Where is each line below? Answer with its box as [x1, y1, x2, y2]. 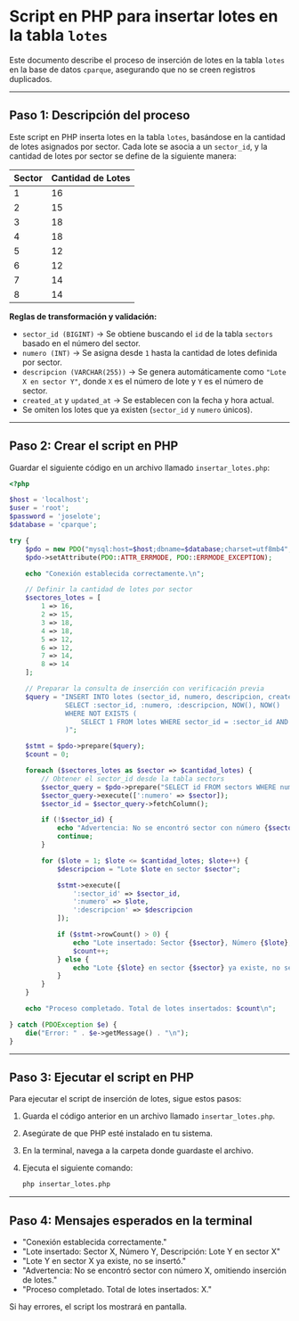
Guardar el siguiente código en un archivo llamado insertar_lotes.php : [9, 462, 270, 473]
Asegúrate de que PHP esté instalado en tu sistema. [21, 1128, 214, 1139]
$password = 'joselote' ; [9, 512, 101, 521]
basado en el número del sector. [21, 337, 141, 349]
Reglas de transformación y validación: [9, 310, 158, 322]
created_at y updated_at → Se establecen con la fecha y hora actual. [21, 394, 274, 405]
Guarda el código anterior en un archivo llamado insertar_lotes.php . [21, 1110, 276, 1121]
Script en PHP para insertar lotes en [9, 6, 279, 27]
